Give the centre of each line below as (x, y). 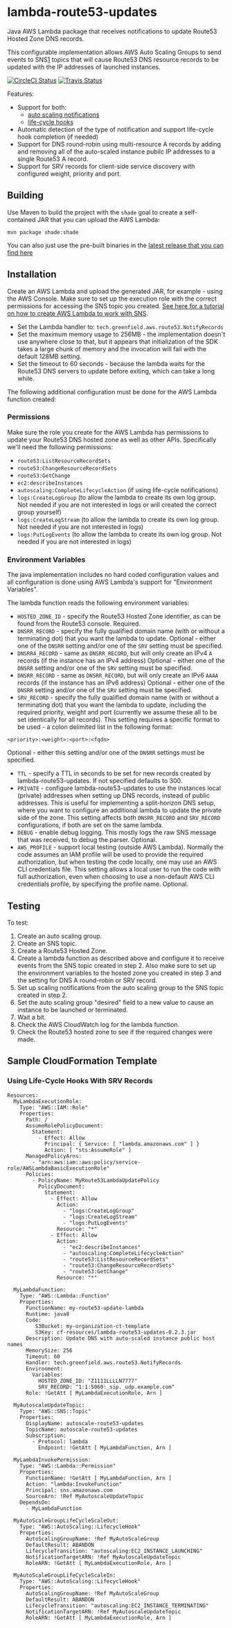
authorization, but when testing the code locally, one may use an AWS (117, 862)
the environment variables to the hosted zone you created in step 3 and (119, 973)
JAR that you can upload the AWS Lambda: (99, 219)
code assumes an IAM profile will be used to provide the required (110, 855)
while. (26, 378)
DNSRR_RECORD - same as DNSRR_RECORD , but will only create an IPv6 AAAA (118, 675)
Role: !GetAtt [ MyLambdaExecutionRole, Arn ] (94, 1393)
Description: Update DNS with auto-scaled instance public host (120, 1338)
